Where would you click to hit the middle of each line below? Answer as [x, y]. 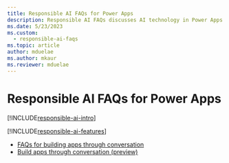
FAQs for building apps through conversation [80, 144]
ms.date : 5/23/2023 [35, 26]
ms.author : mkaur [32, 58]
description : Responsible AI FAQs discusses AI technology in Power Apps [115, 20]
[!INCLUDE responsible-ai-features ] [57, 131]
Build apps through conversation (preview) [77, 151]
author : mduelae [30, 52]
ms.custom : [23, 33]
